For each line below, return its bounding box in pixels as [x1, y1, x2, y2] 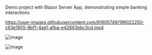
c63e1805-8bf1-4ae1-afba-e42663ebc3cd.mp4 [5, 24, 104, 30]
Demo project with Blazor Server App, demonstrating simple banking [5, 4, 147, 10]
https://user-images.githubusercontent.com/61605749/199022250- [5, 19, 144, 25]
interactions [5, 9, 30, 15]
